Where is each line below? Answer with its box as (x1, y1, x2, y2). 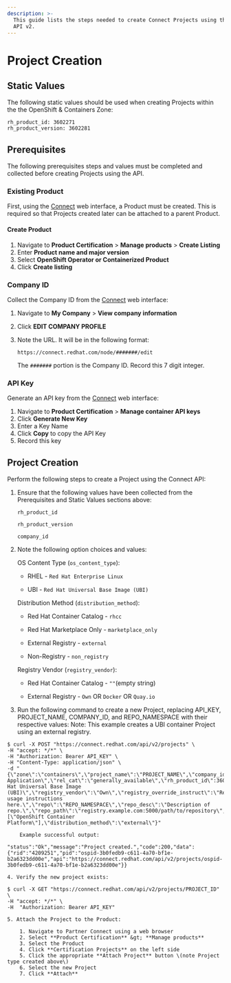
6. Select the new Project (19, 964, 97, 971)
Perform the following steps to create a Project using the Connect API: (7, 475, 206, 484)
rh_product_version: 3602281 (7, 125, 91, 132)
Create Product (7, 226, 52, 234)
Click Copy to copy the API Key (16, 429, 107, 438)
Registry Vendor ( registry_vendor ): (16, 666, 118, 674)
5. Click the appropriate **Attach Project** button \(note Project (19, 953, 220, 960)
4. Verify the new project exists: (7, 874, 109, 881)
